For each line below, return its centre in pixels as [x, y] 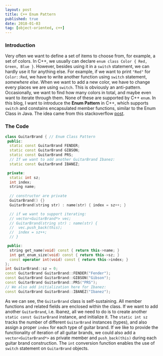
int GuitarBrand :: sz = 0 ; [31, 269]
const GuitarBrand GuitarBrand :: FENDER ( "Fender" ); [58, 273]
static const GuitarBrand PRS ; [41, 155]
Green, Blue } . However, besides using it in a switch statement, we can [77, 67]
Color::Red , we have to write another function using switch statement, [76, 77]
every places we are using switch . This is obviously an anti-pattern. [73, 87]
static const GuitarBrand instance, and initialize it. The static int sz [77, 317]
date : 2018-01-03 [23, 23]
